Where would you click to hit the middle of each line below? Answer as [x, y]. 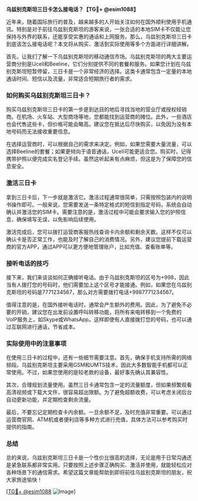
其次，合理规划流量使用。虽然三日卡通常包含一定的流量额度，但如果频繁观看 [99, 385]
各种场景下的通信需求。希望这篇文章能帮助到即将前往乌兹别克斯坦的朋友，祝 [99, 473]
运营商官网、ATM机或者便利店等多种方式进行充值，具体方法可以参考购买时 [97, 419]
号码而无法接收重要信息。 [42, 132]
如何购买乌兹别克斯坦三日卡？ [49, 95]
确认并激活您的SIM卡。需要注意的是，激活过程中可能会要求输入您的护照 [93, 212]
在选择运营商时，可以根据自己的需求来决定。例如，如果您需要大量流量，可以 [99, 144]
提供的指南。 [22, 427]
